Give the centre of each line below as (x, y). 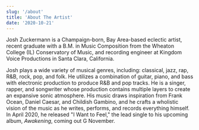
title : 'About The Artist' (40, 17)
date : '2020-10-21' (30, 23)
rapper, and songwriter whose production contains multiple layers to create (98, 89)
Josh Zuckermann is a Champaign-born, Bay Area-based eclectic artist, (94, 40)
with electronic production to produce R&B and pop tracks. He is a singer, (96, 83)
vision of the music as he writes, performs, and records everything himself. (98, 109)
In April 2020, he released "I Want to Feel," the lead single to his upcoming (97, 114)
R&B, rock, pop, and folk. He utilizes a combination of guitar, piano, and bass (100, 77)
